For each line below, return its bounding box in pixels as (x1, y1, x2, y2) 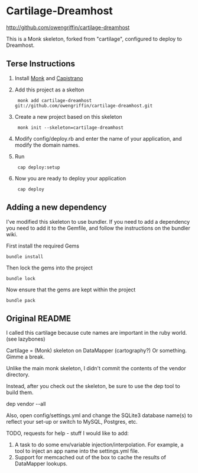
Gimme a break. (6, 353, 45, 360)
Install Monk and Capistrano (14, 74, 83, 81)
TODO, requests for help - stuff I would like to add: (6, 430, 129, 437)
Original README (6, 313, 72, 323)
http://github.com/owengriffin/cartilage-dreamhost (6, 24, 130, 31)
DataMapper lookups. (14, 460, 68, 467)
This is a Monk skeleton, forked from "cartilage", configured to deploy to (6, 35, 182, 42)
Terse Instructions (6, 59, 76, 69)
